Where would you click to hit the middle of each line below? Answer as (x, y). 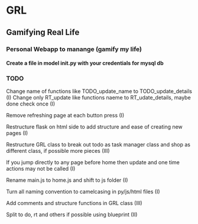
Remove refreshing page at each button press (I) (65, 116)
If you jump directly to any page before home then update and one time (93, 162)
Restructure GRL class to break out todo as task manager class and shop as (98, 145)
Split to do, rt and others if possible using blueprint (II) (72, 215)
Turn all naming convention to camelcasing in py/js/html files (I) (83, 192)
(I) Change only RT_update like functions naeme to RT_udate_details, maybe (98, 98)
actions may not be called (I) (41, 169)
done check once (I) (31, 104)
